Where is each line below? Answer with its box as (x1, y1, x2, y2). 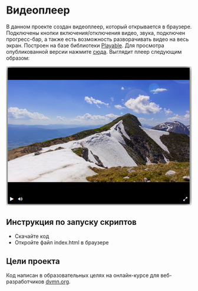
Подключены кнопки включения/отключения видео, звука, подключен (6, 29, 186, 36)
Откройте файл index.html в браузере (14, 239, 109, 246)
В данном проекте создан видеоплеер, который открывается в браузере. (6, 23, 192, 30)
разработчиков (6, 278, 45, 285)
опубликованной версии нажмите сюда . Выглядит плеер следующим (6, 48, 182, 55)
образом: (6, 54, 30, 61)
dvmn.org (45, 278, 70, 285)
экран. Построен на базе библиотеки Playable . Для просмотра (6, 42, 164, 49)
